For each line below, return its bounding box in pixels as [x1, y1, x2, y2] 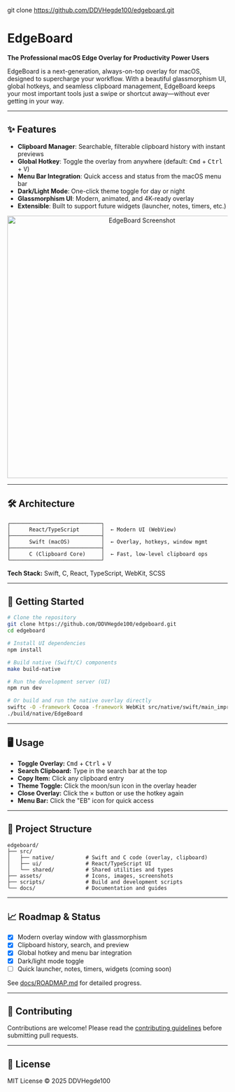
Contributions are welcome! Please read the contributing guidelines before [7, 1024, 222, 1033]
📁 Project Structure [7, 823, 92, 835]
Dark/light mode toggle [17, 956, 85, 965]
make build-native [7, 665, 61, 672]
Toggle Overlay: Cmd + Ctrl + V [17, 759, 112, 767]
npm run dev [7, 685, 42, 692]
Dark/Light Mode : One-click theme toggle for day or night [17, 187, 185, 195]
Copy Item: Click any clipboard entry [17, 774, 124, 782]
